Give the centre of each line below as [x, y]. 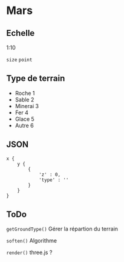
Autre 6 [24, 125]
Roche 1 [25, 93]
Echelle [21, 33]
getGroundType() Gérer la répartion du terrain [62, 229]
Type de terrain [36, 79]
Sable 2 [24, 99]
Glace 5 [24, 119]
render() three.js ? [29, 252]
